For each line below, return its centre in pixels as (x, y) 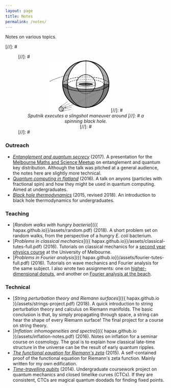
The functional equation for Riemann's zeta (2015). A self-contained (84, 353)
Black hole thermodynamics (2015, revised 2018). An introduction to (84, 195)
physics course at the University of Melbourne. (62, 252)
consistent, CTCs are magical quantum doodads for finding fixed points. (88, 380)
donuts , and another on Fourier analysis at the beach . (96, 274)
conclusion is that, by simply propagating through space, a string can (86, 315)
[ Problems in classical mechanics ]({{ (52, 241)
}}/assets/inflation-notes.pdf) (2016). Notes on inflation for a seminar (85, 337)
